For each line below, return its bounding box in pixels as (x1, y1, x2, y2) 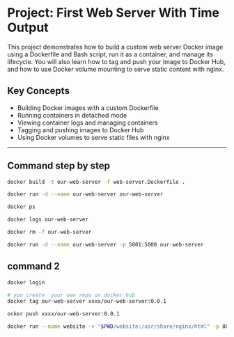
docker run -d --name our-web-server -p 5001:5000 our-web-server (7, 241, 204, 248)
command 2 (7, 260, 61, 272)
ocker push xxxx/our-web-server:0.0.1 (7, 311, 120, 318)
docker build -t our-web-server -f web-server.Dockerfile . (7, 178, 186, 185)
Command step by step (7, 160, 110, 172)
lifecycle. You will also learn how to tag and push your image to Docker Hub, (7, 57, 226, 65)
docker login (7, 279, 45, 286)
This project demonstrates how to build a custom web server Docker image (7, 42, 224, 51)
